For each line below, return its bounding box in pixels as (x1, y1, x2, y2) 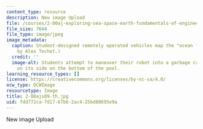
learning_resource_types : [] (6, 71, 80, 77)
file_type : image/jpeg (6, 31, 63, 38)
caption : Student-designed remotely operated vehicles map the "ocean (11, 43, 193, 49)
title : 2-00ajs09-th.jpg (6, 93, 69, 99)
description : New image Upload (6, 15, 85, 21)
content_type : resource (6, 8, 66, 15)
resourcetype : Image (6, 88, 59, 94)
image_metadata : (6, 37, 47, 43)
